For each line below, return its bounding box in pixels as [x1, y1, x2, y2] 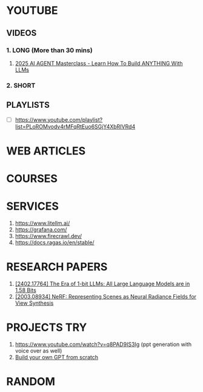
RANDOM [6, 375, 56, 388]
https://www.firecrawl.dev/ [15, 232, 82, 239]
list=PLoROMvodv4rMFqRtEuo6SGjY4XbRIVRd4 [15, 122, 136, 130]
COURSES [6, 172, 58, 185]
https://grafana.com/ [15, 225, 67, 233]
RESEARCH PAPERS [6, 260, 108, 274]
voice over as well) [15, 347, 62, 354]
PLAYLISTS [6, 100, 50, 110]
